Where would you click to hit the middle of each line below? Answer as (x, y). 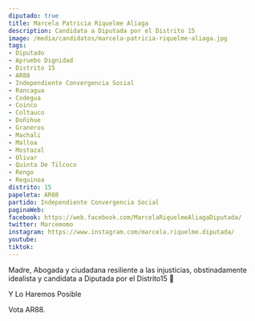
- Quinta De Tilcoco (43, 165)
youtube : (23, 240)
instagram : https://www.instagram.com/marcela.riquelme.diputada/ (121, 232)
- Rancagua (26, 90)
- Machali (25, 135)
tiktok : (21, 247)
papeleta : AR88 (34, 195)
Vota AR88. (27, 309)
